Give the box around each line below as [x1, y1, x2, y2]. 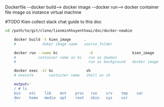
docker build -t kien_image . [14, 37, 87, 42]
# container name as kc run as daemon [14, 55, 117, 60]
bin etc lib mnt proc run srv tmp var [14, 90, 143, 96]
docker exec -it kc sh [14, 68, 91, 73]
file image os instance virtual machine [5, 9, 82, 15]
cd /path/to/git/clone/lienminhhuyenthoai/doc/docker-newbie [5, 28, 133, 33]
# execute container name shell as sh [14, 73, 111, 78]
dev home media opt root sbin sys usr [14, 95, 128, 100]
